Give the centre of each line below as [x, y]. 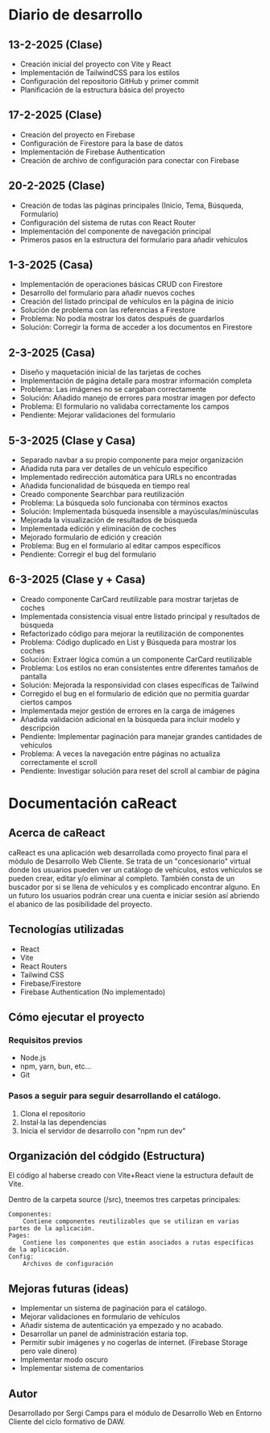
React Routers [44, 966]
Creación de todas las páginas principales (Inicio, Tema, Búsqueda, [132, 205]
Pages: [19, 1236]
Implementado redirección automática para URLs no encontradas [128, 477]
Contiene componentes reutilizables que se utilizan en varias [131, 1221]
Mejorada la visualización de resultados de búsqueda [108, 520]
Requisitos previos [46, 1040]
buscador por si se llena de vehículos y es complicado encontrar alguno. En [134, 887]
